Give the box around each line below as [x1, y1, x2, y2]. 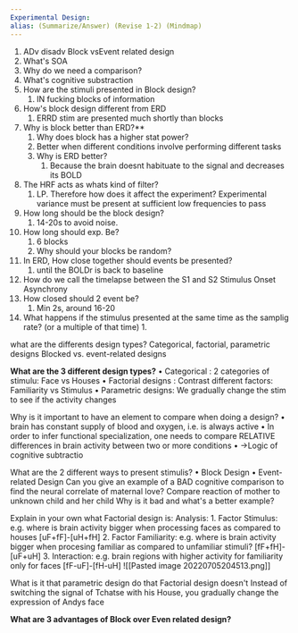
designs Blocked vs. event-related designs [10, 348, 167, 359]
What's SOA [22, 55, 68, 66]
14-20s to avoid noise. [36, 216, 119, 228]
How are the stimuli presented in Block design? [22, 84, 196, 95]
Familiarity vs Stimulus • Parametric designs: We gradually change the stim [10, 384, 286, 395]
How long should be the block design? [22, 207, 164, 218]
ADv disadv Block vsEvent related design [22, 46, 175, 56]
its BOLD [49, 169, 83, 180]
